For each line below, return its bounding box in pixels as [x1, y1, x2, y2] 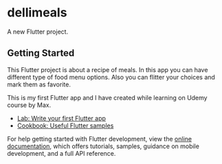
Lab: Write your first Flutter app [16, 114, 107, 122]
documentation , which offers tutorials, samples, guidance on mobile [7, 142, 199, 150]
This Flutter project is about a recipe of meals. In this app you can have [7, 65, 208, 73]
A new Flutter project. [7, 27, 69, 36]
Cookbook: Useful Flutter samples [16, 121, 114, 130]
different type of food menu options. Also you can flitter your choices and [7, 73, 215, 81]
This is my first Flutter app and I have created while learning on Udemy [7, 93, 208, 102]
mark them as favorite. [7, 80, 71, 89]
